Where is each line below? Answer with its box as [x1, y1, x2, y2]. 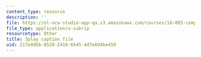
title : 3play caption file [6, 36, 74, 42]
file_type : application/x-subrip [6, 25, 90, 31]
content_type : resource [6, 8, 66, 15]
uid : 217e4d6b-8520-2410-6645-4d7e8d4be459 [6, 42, 117, 48]
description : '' [6, 14, 47, 20]
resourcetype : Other [6, 31, 58, 37]
